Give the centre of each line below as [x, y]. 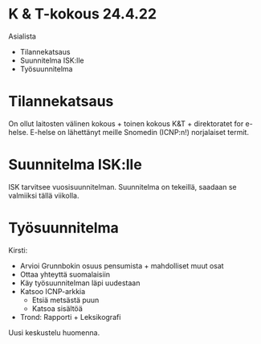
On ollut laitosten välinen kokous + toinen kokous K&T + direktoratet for [126, 123]
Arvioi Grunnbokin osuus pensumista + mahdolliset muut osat [122, 265]
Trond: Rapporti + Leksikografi [70, 317]
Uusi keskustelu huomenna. [54, 332]
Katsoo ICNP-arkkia [53, 291]
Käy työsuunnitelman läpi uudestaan [80, 283]
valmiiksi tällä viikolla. [44, 195]
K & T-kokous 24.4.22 [83, 14]
